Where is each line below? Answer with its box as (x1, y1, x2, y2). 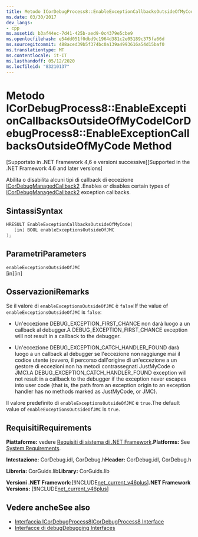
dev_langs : (6, 19, 33, 25)
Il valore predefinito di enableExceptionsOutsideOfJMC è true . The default (6, 400, 180, 407)
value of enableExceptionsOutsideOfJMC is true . (6, 405, 120, 413)
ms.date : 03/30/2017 (6, 14, 57, 20)
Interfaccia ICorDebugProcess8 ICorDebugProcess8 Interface (14, 518, 164, 525)
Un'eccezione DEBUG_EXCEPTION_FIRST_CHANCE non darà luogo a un (14, 320, 190, 328)
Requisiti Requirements (6, 423, 92, 433)
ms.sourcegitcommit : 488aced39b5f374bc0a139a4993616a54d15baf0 (6, 42, 165, 48)
